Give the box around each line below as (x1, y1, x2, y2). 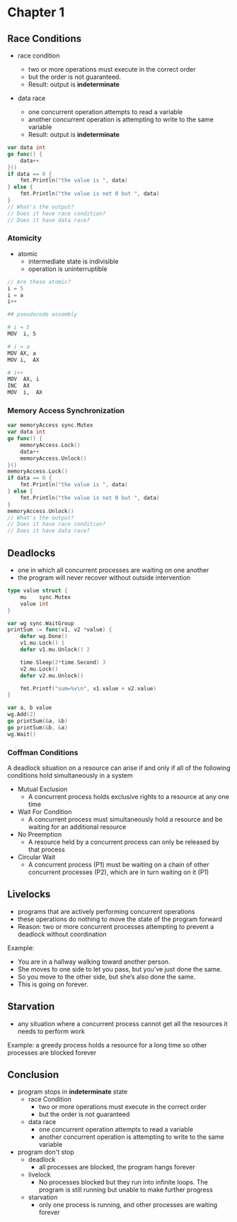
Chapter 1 (7, 4, 65, 21)
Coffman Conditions (7, 747, 79, 757)
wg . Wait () (7, 730, 37, 738)
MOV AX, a (7, 349, 37, 357)
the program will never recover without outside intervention (17, 573, 191, 582)
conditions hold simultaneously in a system (7, 771, 133, 779)
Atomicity (7, 233, 42, 243)
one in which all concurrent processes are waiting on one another (17, 566, 209, 575)
